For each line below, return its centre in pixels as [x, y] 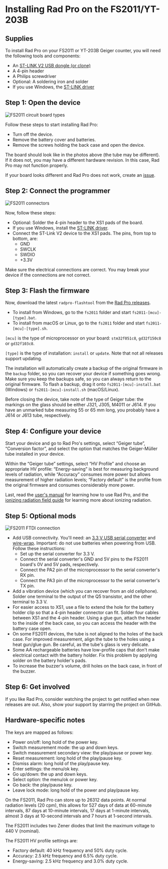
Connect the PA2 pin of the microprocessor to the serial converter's [90, 570]
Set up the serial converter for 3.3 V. [57, 554]
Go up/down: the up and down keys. [50, 774]
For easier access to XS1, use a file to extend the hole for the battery [83, 607]
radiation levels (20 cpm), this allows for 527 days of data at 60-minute [78, 805]
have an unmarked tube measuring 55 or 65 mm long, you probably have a [82, 410]
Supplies [19, 38]
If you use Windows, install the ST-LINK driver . [60, 228]
